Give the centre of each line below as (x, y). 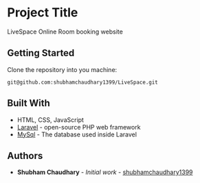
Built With (29, 103)
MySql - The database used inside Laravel (77, 134)
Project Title (43, 13)
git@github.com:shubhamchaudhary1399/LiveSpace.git (82, 82)
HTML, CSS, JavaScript (51, 120)
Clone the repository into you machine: (62, 69)
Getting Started (41, 53)
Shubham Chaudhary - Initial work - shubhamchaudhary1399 (105, 172)
